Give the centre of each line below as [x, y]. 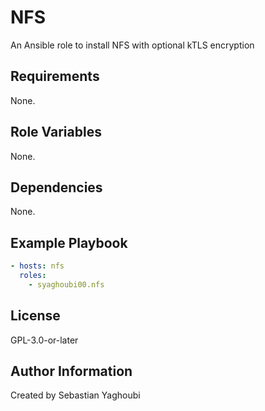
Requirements [55, 76]
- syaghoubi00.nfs [66, 284]
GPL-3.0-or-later [44, 340]
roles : [33, 276]
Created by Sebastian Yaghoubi [75, 395]
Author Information [71, 371]
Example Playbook [69, 242]
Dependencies [56, 187]
